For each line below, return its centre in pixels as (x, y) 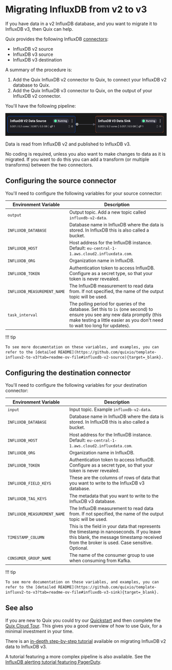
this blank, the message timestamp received (115, 537)
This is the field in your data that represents (115, 527)
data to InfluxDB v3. (26, 646)
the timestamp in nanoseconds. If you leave (115, 532)
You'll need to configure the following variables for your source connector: (84, 193)
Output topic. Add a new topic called (107, 212)
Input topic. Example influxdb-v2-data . (110, 410)
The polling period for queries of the (107, 304)
